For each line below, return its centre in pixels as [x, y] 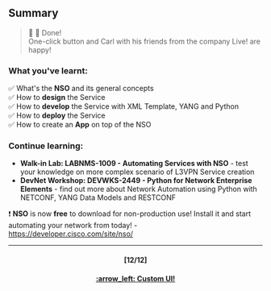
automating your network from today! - [73, 226]
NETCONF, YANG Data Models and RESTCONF [98, 197]
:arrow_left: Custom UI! [135, 278]
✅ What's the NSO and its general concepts [81, 89]
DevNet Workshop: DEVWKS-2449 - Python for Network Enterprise [136, 181]
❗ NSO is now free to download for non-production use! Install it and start [130, 214]
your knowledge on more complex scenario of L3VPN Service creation [137, 172]
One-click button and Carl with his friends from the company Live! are [144, 41]
